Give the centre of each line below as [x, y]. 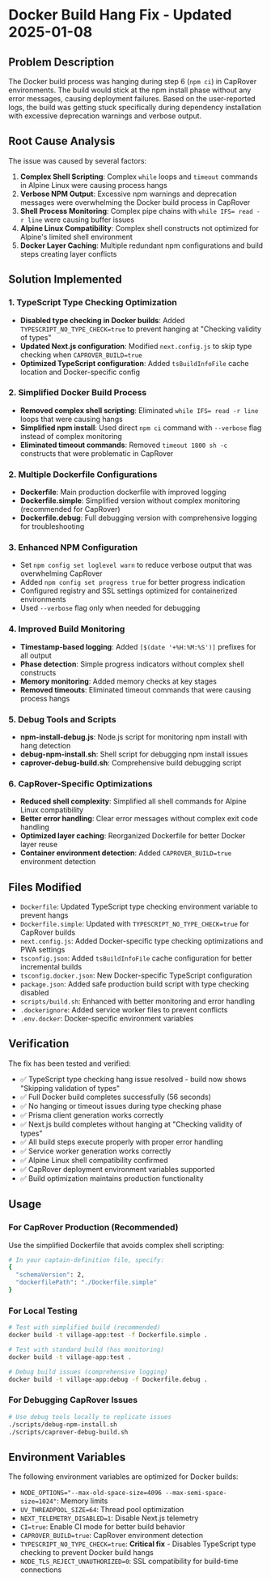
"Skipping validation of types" [70, 1088]
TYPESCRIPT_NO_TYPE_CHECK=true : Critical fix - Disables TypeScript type [138, 1544]
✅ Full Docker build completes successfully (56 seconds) [116, 1097]
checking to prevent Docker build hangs [87, 1553]
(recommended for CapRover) [70, 509]
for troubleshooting [52, 526]
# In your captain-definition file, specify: [86, 1260]
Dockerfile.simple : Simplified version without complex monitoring [130, 501]
